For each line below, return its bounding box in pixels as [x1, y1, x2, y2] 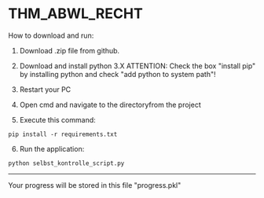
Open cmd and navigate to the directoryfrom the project [19, 100, 202, 109]
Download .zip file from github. [19, 46, 120, 55]
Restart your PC [19, 84, 71, 94]
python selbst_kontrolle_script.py [8, 159, 125, 167]
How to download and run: [8, 31, 94, 40]
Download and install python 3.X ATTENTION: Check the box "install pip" [19, 60, 256, 71]
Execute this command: [19, 115, 96, 124]
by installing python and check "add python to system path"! [19, 69, 216, 79]
